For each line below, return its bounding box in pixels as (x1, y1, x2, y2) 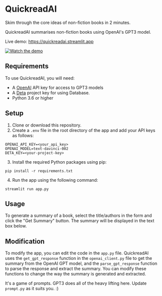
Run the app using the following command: (12, 177, 98, 183)
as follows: (12, 132, 34, 138)
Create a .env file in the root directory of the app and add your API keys (12, 127, 156, 133)
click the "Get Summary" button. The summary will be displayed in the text (5, 218, 155, 224)
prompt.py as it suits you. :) (5, 286, 59, 292)
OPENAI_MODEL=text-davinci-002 (5, 146, 69, 151)
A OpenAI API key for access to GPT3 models (12, 85, 104, 90)
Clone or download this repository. (12, 122, 82, 128)
